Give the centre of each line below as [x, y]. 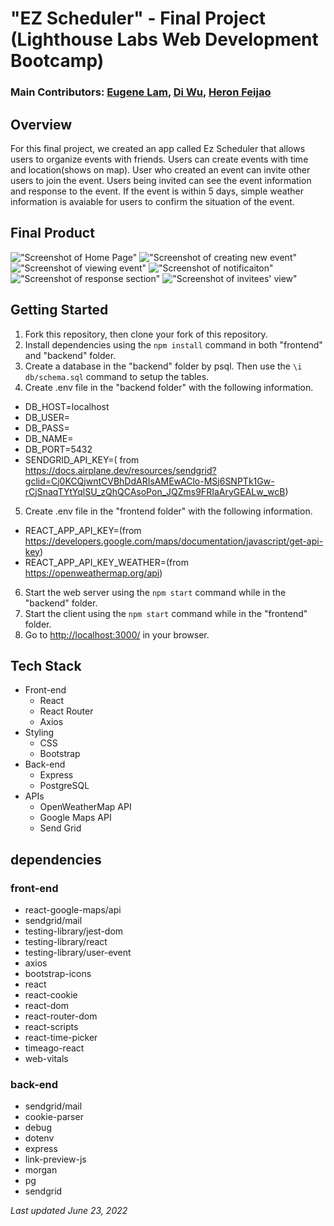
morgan [41, 1170]
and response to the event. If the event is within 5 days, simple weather [157, 191]
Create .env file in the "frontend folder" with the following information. [168, 511]
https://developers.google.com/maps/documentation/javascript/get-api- [174, 541]
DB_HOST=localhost [67, 406]
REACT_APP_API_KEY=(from [83, 530]
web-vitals [46, 1059]
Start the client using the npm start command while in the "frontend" [166, 613]
